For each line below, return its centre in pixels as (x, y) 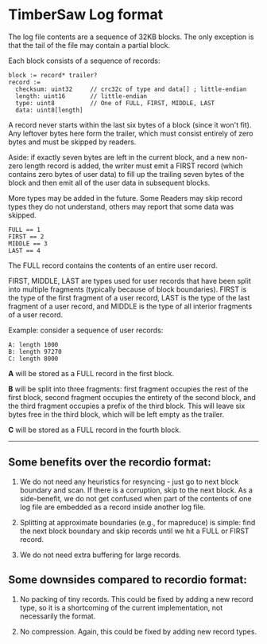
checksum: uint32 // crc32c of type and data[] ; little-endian (131, 89)
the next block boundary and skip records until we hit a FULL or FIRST (134, 531)
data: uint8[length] (49, 110)
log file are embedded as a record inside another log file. (112, 507)
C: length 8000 (33, 359)
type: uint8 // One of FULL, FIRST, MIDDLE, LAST (115, 103)
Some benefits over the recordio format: (110, 463)
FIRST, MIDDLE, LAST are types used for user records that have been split (130, 281)
